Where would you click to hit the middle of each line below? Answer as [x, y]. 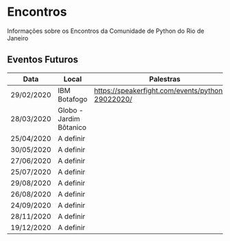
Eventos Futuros [43, 60]
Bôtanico [72, 127]
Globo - [71, 110]
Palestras [165, 79]
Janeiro [18, 38]
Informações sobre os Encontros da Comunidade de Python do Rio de [106, 31]
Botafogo [73, 99]
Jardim [69, 118]
